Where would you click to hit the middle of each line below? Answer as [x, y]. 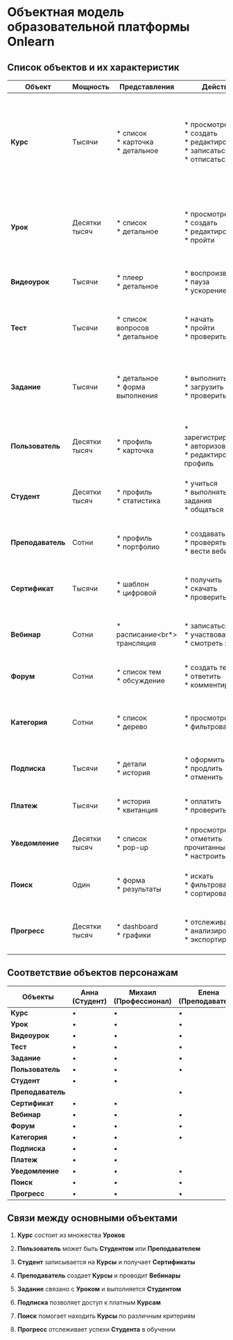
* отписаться [207, 159]
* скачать [201, 588]
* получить [203, 580]
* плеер [130, 277]
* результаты [139, 889]
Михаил [143, 992]
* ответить [202, 676]
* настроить [205, 856]
